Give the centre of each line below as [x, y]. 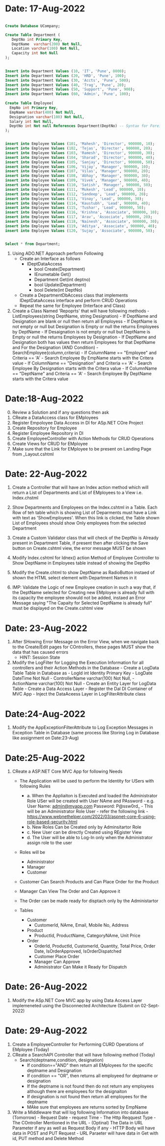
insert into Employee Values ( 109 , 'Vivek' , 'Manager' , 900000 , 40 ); [78, 181]
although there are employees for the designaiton [77, 1091]
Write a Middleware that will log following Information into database [80, 1113]
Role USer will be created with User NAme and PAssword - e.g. [91, 801]
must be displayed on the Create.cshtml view [58, 608]
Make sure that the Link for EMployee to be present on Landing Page [82, 449]
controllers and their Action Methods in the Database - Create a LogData [86, 668]
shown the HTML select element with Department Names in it [74, 578]
